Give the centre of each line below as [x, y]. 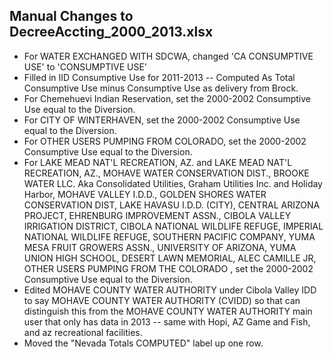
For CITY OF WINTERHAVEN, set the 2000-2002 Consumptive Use [162, 120]
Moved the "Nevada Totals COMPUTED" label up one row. [143, 343]
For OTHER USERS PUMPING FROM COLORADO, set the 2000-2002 [165, 141]
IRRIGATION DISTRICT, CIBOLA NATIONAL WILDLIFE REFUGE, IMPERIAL [173, 226]
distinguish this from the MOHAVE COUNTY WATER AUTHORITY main [168, 311]
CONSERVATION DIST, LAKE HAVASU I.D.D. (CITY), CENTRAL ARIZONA [172, 205]
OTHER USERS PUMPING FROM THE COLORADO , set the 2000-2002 [168, 268]
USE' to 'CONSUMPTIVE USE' [85, 66]
